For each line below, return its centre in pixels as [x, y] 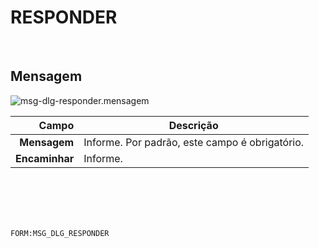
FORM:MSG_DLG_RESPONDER [60, 233]
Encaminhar [45, 158]
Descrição [193, 125]
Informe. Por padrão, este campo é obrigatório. [194, 142]
